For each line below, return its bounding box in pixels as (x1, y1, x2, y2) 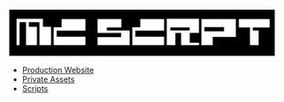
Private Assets (21, 74, 75, 84)
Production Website (21, 65, 95, 75)
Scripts (21, 84, 49, 93)
